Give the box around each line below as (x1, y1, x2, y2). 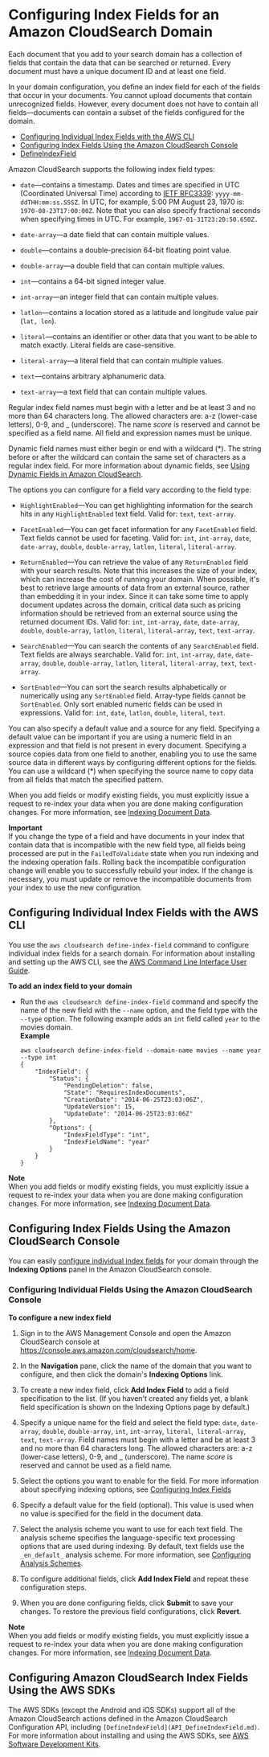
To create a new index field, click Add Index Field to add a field (19, 1385, 230, 1395)
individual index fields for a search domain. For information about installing (8, 948, 255, 958)
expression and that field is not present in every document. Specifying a (8, 740, 247, 750)
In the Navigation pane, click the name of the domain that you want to (19, 1361, 253, 1370)
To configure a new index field (8, 1313, 112, 1322)
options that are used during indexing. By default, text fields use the (19, 1541, 245, 1550)
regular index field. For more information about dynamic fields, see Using (8, 461, 251, 470)
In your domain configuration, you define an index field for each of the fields (8, 82, 261, 92)
